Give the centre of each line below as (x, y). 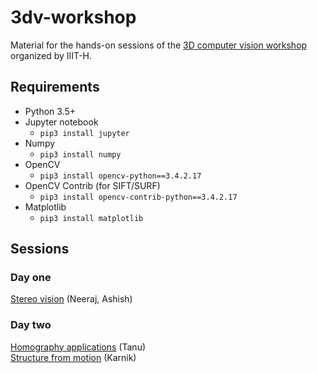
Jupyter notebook (61, 122)
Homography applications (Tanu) (78, 347)
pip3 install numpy (80, 154)
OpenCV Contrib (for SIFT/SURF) (92, 185)
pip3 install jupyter (84, 133)
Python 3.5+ (50, 111)
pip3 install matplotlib (91, 218)
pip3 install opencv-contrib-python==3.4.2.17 (138, 197)
